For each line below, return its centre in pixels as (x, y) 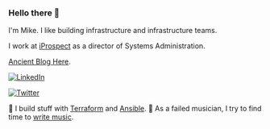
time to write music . (41, 117)
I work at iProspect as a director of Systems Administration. (107, 46)
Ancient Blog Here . (39, 62)
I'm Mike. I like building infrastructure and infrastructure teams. (113, 31)
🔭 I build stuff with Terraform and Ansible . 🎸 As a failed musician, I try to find (135, 109)
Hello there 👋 (34, 13)
